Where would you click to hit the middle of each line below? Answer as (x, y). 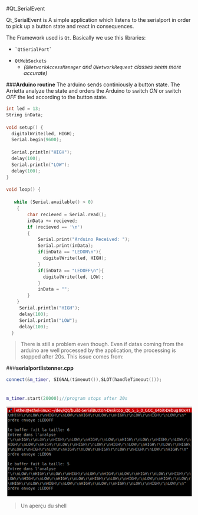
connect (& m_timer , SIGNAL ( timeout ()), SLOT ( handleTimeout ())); (84, 380)
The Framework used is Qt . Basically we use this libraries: (76, 38)
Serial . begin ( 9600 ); (37, 140)
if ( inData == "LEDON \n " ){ (69, 252)
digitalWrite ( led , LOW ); (74, 277)
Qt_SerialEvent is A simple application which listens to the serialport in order (98, 20)
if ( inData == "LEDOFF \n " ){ (71, 270)
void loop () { (24, 190)
